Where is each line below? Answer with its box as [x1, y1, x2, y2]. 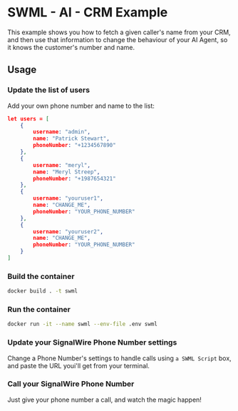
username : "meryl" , [33, 161, 91, 168]
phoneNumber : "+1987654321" [33, 175, 116, 182]
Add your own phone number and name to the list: [7, 101, 155, 110]
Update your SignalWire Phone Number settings [7, 338, 177, 347]
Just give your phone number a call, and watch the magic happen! [7, 395, 202, 404]
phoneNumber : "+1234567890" [33, 142, 116, 149]
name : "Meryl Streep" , [33, 168, 100, 176]
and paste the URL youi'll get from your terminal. [7, 361, 150, 370]
